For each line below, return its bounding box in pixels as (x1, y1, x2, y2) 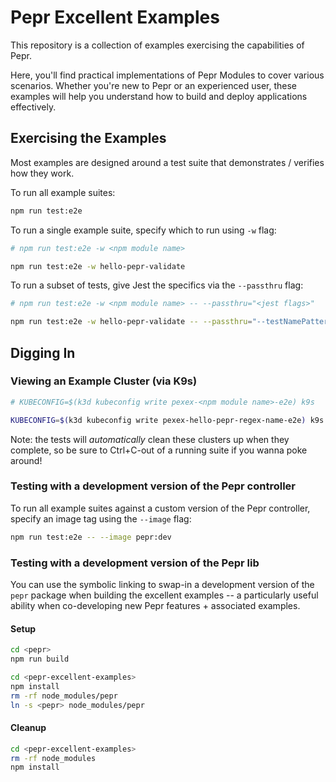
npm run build (10, 654, 70, 665)
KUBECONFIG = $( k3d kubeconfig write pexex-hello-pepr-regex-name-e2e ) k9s (10, 415, 325, 425)
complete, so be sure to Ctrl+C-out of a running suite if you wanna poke (10, 444, 308, 456)
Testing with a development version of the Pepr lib (10, 556, 260, 570)
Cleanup (10, 722, 47, 734)
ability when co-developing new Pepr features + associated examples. (10, 600, 301, 612)
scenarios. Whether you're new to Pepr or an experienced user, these (10, 79, 298, 91)
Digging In (10, 344, 76, 361)
